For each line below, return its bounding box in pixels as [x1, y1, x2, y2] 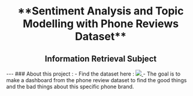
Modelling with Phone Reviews [23, 17, 179, 31]
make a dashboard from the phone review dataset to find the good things [6, 77, 187, 83]
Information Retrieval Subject [44, 53, 157, 64]
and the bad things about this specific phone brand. [6, 83, 134, 90]
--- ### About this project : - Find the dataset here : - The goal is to [6, 70, 181, 77]
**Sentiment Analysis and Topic [17, 4, 184, 18]
